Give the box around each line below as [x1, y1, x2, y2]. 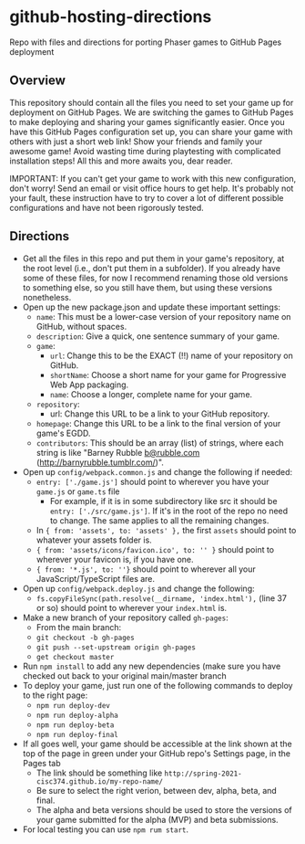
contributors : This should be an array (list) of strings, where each [36, 437, 284, 448]
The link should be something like [36, 767, 163, 778]
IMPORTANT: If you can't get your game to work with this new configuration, [9, 173, 297, 184]
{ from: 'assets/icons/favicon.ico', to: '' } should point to [36, 543, 275, 554]
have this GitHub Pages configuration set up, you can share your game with [9, 126, 293, 137]
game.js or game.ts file [36, 486, 120, 497]
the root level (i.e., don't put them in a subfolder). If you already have [22, 262, 280, 273]
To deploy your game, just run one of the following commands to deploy [22, 680, 293, 691]
